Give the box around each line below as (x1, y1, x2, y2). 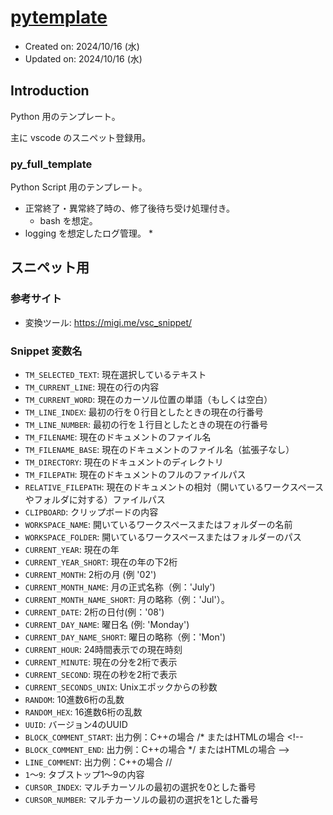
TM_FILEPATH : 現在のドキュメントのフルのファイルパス (24, 469, 247, 481)
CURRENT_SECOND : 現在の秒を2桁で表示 (24, 669, 178, 681)
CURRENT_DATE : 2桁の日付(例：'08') (24, 606, 165, 618)
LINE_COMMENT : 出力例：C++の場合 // (24, 756, 173, 768)
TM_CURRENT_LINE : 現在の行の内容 (24, 381, 160, 393)
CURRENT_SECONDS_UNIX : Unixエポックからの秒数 (24, 681, 218, 693)
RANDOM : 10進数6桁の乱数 (24, 694, 125, 706)
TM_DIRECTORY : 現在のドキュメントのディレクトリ (24, 456, 224, 468)
